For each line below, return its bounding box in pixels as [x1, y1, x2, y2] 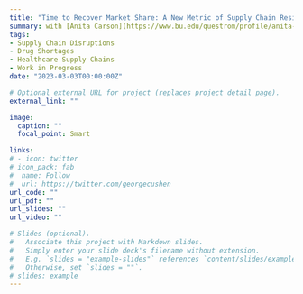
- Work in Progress [9, 64, 83, 73]
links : [9, 146, 34, 155]
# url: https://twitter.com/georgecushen [9, 179, 171, 188]
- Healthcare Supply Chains [9, 55, 115, 64]
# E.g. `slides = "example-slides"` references [9, 254, 200, 263]
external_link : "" [9, 96, 78, 106]
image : [9, 113, 34, 122]
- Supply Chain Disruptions [9, 38, 115, 48]
